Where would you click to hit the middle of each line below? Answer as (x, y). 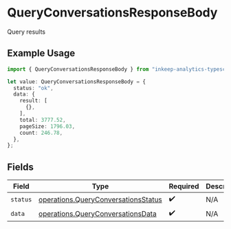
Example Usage (41, 53)
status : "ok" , (33, 88)
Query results (26, 32)
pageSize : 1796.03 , (47, 126)
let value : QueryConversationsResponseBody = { (77, 81)
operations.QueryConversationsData (98, 213)
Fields (21, 167)
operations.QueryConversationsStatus (101, 199)
